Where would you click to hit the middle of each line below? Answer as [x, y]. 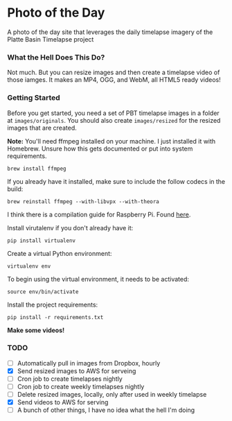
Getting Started [34, 98]
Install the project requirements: [53, 304]
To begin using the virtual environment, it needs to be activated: [98, 279]
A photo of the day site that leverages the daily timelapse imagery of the [110, 32]
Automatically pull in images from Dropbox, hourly [89, 363]
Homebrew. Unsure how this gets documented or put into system [100, 148]
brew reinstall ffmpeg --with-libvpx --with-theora [83, 201]
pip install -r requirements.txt [55, 317]
